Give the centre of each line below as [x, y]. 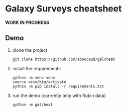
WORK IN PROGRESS [27, 22]
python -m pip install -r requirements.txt [58, 86]
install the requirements [37, 68]
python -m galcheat [33, 105]
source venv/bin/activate [39, 82]
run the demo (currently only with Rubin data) [59, 96]
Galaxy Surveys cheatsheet [63, 9]
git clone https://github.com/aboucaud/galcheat [64, 59]
